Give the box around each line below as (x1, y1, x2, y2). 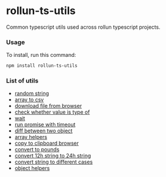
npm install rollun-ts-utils (6, 63, 78, 69)
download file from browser (14, 103, 82, 110)
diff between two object (14, 127, 73, 134)
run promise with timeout (14, 121, 75, 128)
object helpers (14, 165, 50, 172)
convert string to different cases (14, 158, 93, 165)
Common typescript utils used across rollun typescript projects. (6, 23, 161, 30)
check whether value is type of (14, 108, 90, 115)
